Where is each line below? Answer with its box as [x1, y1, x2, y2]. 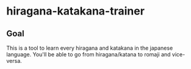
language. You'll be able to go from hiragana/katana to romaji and [6, 51, 171, 58]
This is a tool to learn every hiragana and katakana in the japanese [6, 44, 173, 51]
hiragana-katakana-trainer [6, 4, 145, 18]
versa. [6, 57, 23, 64]
